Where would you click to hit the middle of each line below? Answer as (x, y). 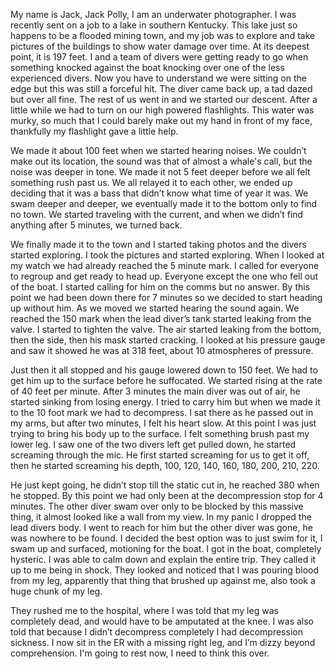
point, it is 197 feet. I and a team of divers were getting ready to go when (159, 57)
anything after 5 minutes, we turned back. (96, 225)
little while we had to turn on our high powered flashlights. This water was (162, 110)
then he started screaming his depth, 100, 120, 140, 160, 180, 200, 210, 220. (165, 465)
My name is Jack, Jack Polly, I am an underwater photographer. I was (153, 14)
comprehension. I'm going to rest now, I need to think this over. (140, 653)
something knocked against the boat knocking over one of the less (147, 67)
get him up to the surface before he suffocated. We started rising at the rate (166, 380)
